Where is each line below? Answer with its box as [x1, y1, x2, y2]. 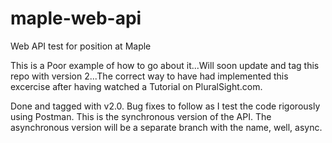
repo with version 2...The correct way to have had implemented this [10, 70, 289, 82]
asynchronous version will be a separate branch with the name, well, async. [10, 121, 323, 133]
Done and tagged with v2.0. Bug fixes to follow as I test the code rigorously [10, 100, 321, 112]
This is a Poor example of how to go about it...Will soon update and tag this [10, 59, 320, 71]
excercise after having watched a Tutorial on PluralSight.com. [10, 80, 263, 92]
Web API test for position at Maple [10, 40, 152, 52]
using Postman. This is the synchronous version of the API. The [10, 110, 272, 122]
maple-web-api [10, 7, 142, 30]
